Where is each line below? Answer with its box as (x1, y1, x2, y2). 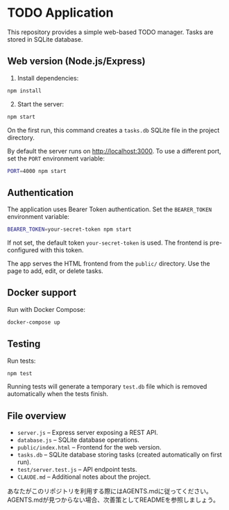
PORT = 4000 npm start (7, 167, 67, 174)
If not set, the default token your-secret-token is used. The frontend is (7, 238, 208, 247)
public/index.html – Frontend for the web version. (17, 443, 162, 452)
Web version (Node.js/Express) (7, 56, 146, 67)
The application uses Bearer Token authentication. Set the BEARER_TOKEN (7, 205, 212, 213)
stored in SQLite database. (7, 35, 83, 43)
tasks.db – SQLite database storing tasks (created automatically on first (17, 450, 222, 459)
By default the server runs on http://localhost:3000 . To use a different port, (7, 147, 221, 155)
